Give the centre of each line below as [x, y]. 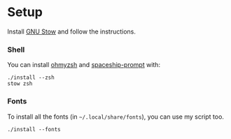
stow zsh [20, 84]
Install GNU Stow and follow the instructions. [72, 31]
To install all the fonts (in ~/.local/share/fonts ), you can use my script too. [115, 117]
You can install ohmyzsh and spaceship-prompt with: [84, 65]
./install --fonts [34, 129]
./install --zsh [31, 78]
